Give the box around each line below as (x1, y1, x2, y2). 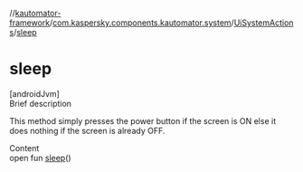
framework (9, 17, 51, 28)
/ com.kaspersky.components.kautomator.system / (49, 17, 235, 28)
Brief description (9, 98, 72, 109)
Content (9, 142, 40, 153)
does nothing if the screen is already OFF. (9, 125, 166, 136)
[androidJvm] (9, 88, 61, 99)
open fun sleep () (9, 152, 71, 163)
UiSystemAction (233, 17, 294, 28)
